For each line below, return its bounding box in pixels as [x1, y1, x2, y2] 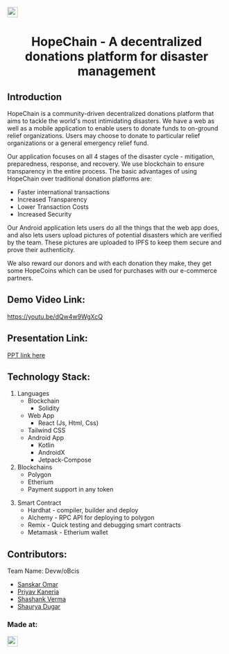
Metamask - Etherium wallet [27, 528, 108, 537]
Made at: [7, 620, 38, 630]
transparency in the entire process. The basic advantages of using [7, 167, 198, 175]
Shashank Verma [17, 595, 67, 603]
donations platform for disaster [24, 49, 209, 65]
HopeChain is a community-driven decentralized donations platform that [7, 110, 214, 117]
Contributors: [7, 548, 67, 560]
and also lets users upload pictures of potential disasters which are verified [7, 231, 222, 239]
